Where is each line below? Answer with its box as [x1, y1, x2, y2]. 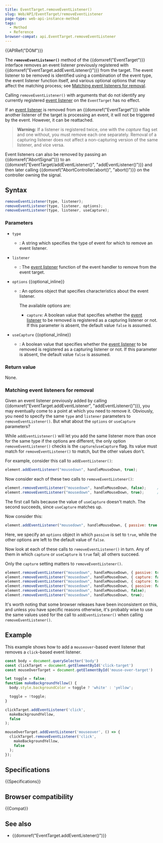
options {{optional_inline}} [12, 278, 65, 284]
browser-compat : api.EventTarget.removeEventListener [5, 34, 116, 39]
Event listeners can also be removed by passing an [5, 151, 107, 157]
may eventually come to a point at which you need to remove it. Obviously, [5, 408, 154, 414]
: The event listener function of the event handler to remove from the [19, 264, 157, 270]
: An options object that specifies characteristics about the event [19, 288, 149, 294]
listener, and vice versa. [16, 142, 65, 148]
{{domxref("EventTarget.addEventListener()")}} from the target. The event [5, 67, 153, 73]
